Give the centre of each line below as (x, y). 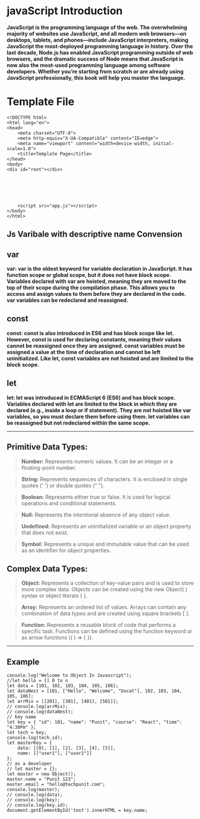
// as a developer (29, 764)
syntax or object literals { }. (54, 596)
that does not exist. (45, 533)
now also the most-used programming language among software (89, 65)
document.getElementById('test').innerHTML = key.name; (77, 811)
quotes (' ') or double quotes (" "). (63, 485)
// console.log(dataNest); (40, 712)
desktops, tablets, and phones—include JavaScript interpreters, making (98, 40)
